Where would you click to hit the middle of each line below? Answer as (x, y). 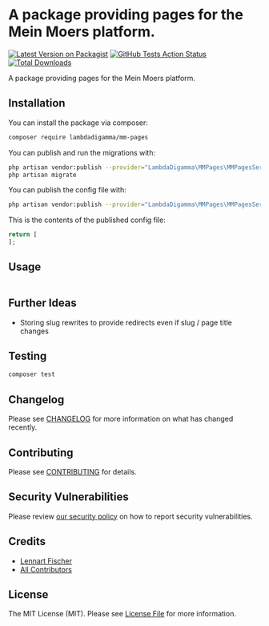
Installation (37, 103)
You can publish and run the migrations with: (82, 152)
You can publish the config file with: (67, 190)
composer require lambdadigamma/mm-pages (78, 137)
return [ (23, 235)
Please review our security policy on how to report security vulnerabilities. (130, 516)
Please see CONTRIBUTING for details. (73, 471)
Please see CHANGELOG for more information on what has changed (121, 419)
